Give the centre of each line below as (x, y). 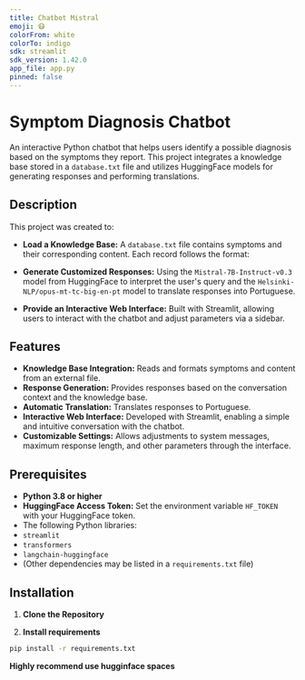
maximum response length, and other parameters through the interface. (157, 445)
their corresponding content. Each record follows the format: (136, 254)
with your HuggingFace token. (79, 515)
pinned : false (36, 77)
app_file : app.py (42, 69)
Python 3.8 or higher (62, 496)
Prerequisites (48, 474)
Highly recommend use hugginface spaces (92, 665)
